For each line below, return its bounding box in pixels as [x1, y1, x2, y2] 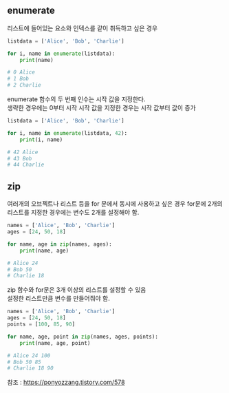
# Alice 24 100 [7, 352, 51, 359]
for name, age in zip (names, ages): [7, 240, 112, 248]
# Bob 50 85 [7, 359, 41, 365]
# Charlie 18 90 [7, 365, 54, 372]
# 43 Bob [7, 155, 32, 162]
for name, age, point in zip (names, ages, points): [7, 333, 158, 340]
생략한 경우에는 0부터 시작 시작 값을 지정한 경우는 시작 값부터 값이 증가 [7, 104, 196, 112]
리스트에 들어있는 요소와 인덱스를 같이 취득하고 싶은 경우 [7, 23, 158, 32]
